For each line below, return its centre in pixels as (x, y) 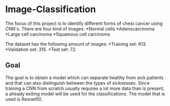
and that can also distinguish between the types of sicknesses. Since (78, 83)
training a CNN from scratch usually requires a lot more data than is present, (85, 88)
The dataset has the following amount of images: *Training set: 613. (76, 44)
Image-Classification (51, 9)
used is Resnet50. (24, 99)
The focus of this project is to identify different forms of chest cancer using (84, 23)
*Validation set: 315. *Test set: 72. (41, 49)
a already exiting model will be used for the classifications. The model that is (85, 94)
